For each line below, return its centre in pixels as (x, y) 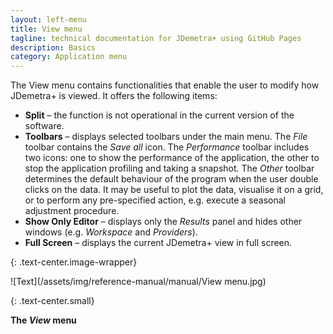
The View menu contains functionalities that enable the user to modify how (165, 85)
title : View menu (46, 29)
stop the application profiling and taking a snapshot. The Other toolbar (169, 168)
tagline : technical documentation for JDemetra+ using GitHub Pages (156, 38)
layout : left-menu (48, 19)
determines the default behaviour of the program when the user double (171, 179)
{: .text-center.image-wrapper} (74, 262)
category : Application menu (69, 57)
